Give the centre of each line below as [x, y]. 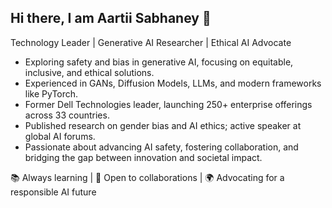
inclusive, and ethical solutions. [89, 72]
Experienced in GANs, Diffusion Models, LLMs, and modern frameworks [173, 83]
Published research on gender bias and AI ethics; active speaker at [163, 125]
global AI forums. [60, 136]
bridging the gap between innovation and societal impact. [143, 157]
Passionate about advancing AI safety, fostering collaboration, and [161, 147]
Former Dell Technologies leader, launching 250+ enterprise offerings [168, 104]
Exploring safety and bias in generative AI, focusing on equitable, [159, 62]
